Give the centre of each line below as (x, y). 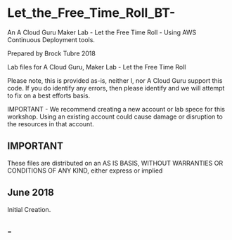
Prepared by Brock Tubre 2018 (52, 53)
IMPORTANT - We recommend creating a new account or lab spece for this (116, 109)
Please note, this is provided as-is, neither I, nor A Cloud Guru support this (115, 80)
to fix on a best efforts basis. (49, 95)
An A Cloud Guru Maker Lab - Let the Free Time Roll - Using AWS (102, 32)
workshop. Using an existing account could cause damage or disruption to (115, 116)
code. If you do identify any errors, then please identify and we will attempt (116, 88)
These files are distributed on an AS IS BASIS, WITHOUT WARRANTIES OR (115, 163)
